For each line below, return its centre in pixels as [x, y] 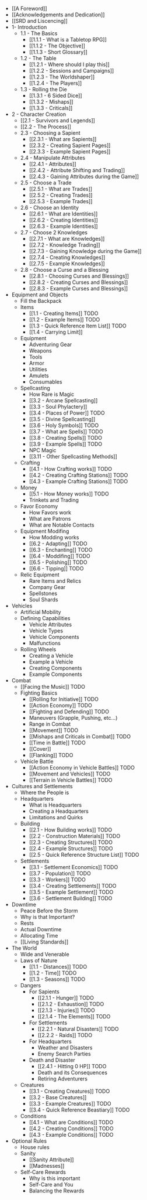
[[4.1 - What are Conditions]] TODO [71, 1122]
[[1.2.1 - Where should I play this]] [69, 64]
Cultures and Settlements [42, 786]
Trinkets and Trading [54, 500]
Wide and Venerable [45, 954]
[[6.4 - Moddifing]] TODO [60, 556]
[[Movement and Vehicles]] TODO [70, 774]
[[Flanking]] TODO [51, 755]
